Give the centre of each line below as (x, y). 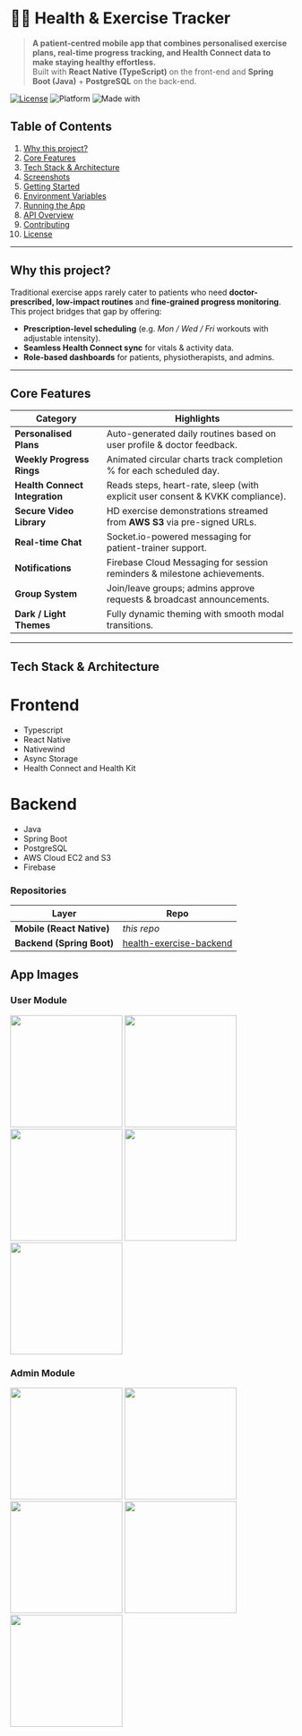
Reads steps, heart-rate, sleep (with (183, 486)
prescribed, (32, 301)
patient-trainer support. (157, 548)
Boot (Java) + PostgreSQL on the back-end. (114, 81)
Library (30, 522)
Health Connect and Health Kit (79, 768)
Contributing (46, 224)
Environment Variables (65, 195)
